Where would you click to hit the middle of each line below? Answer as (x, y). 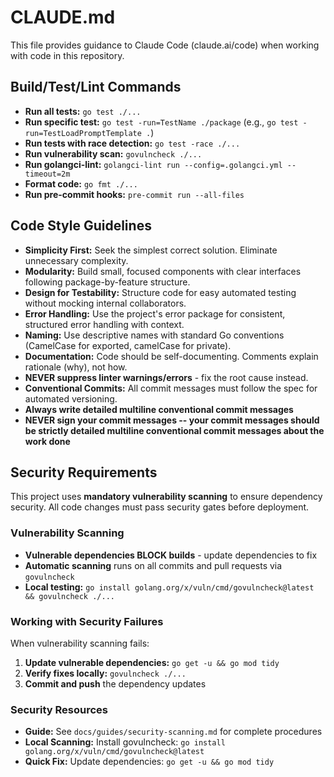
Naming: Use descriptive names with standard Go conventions (154, 335)
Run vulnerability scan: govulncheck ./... (113, 153)
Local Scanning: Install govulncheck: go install (125, 742)
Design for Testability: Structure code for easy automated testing (160, 292)
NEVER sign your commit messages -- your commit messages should (172, 420)
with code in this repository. (67, 55)
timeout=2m (47, 174)
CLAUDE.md (63, 17)
